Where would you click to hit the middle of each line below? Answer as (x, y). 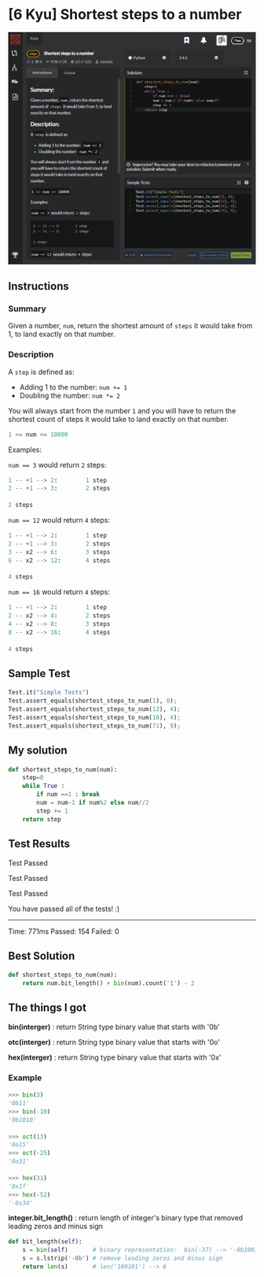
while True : (44, 786)
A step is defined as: (41, 372)
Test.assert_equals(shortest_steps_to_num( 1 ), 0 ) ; (93, 701)
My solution (38, 751)
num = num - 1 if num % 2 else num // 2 (93, 803)
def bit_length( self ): (45, 1242)
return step (42, 819)
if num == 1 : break (68, 794)
